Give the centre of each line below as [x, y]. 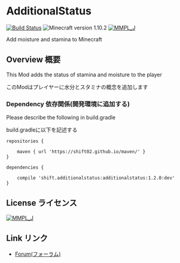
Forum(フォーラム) [38, 254]
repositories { [25, 141]
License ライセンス [42, 203]
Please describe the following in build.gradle [61, 118]
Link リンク [27, 238]
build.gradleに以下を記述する [42, 130]
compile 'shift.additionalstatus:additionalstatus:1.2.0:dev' [96, 178]
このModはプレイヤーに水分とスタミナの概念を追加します [77, 87]
